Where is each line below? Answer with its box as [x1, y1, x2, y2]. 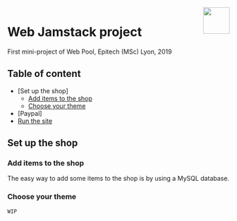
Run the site [17, 117, 53, 125]
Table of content [7, 68, 81, 80]
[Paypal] [17, 109, 42, 117]
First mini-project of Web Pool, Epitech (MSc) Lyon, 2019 [7, 47, 172, 56]
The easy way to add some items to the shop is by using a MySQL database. [7, 174, 230, 183]
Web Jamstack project [7, 24, 142, 40]
